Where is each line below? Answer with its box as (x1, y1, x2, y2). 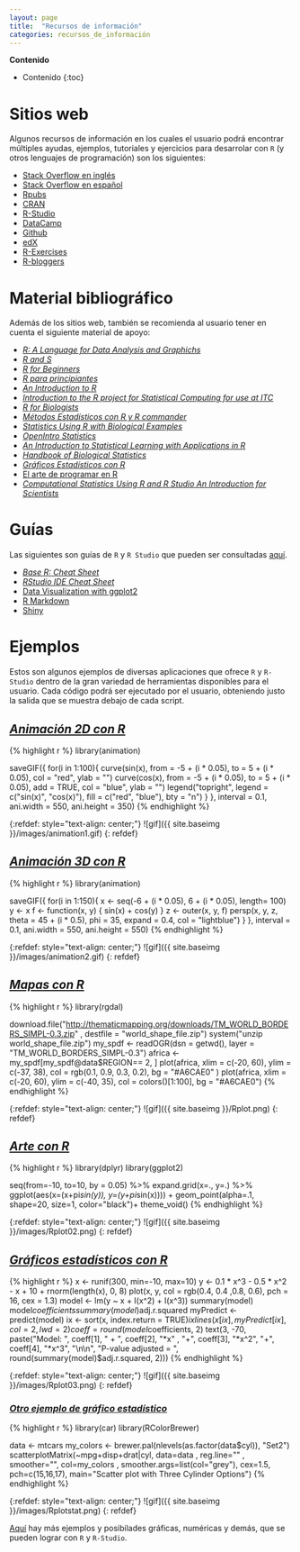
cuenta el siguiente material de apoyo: (9, 327, 151, 338)
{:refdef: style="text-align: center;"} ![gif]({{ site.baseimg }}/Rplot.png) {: (9, 1103, 278, 1113)
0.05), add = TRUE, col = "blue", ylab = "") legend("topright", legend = (9, 781, 269, 793)
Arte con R (9, 1139, 70, 1154)
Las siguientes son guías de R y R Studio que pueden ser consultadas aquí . (9, 549, 287, 560)
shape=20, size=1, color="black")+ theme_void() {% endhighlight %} (9, 1199, 263, 1210)
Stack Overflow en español (22, 179, 123, 190)
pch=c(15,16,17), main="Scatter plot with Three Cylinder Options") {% (9, 1469, 265, 1480)
